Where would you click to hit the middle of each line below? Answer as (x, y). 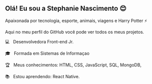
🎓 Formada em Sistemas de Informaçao (47, 53)
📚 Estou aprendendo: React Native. (42, 76)
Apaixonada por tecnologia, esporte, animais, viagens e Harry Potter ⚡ (76, 21)
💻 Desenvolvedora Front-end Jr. (39, 42)
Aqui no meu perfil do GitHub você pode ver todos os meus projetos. (75, 32)
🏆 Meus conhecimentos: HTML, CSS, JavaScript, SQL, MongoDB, (73, 65)
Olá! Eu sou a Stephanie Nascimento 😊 (66, 9)
